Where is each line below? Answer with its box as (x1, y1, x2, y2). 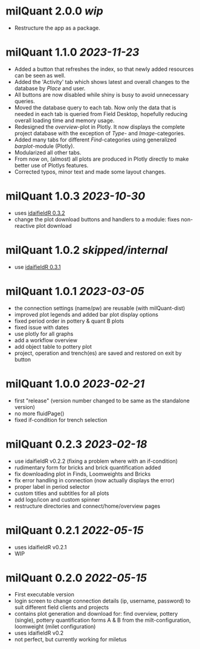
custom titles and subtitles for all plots (14, 489, 109, 497)
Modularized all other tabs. (14, 149, 82, 156)
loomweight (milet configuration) (14, 623, 96, 630)
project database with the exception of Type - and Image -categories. (14, 129, 185, 137)
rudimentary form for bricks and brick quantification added (14, 463, 161, 471)
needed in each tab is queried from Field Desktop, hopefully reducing (14, 110, 188, 117)
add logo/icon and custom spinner (14, 496, 100, 503)
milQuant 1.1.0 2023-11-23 (5, 45, 140, 59)
